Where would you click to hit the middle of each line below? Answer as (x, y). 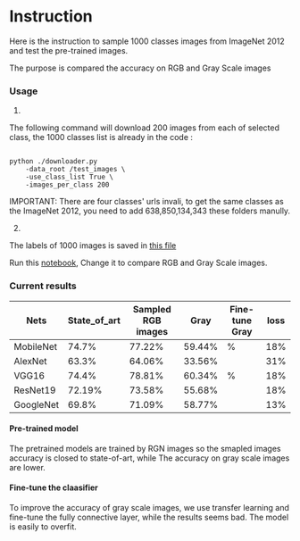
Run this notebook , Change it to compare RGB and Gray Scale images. (138, 263)
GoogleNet (37, 404)
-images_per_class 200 (67, 185)
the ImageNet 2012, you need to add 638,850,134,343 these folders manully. (150, 211)
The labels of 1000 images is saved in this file (93, 246)
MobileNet (36, 346)
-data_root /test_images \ (75, 170)
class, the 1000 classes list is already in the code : (101, 137)
